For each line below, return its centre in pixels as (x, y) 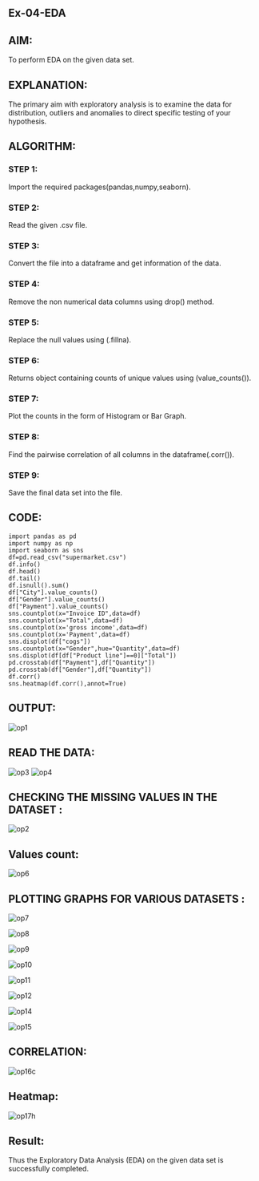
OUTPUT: (32, 708)
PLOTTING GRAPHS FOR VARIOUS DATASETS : (127, 898)
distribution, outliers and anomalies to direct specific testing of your (120, 113)
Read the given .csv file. (48, 225)
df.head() (25, 571)
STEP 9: (24, 475)
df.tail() (25, 578)
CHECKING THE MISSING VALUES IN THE (113, 797)
